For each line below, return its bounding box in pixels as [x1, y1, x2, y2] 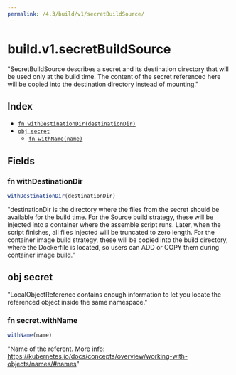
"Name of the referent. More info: [7, 344, 105, 353]
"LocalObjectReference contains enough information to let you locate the [7, 290, 222, 299]
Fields [7, 154, 36, 167]
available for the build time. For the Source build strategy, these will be [7, 213, 214, 221]
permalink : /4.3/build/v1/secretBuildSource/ [7, 10, 144, 18]
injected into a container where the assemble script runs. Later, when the [7, 220, 222, 228]
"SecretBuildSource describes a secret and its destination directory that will [7, 65, 229, 73]
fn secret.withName [7, 315, 78, 325]
